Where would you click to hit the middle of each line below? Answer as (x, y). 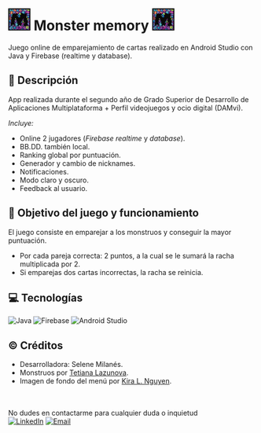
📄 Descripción (43, 81)
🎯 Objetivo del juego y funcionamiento (103, 213)
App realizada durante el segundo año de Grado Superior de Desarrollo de (129, 99)
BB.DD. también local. (55, 146)
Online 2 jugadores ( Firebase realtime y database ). (102, 138)
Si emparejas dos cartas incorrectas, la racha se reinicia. (111, 272)
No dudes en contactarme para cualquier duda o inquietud (103, 413)
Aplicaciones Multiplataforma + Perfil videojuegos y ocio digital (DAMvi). (126, 108)
